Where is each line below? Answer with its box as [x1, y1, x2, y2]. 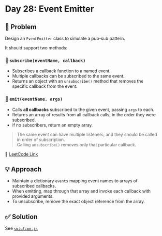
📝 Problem [5, 23, 37, 31]
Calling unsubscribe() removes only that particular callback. [16, 142, 136, 147]
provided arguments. [12, 193, 54, 199]
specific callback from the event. [12, 83, 78, 89]
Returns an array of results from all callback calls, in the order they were [12, 111, 156, 117]
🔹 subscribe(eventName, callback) [5, 57, 86, 63]
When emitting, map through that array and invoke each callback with [12, 188, 151, 194]
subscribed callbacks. [12, 183, 56, 189]
